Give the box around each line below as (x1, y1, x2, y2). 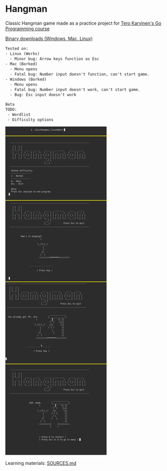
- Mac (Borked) (5, 61, 38, 67)
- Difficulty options (7, 117, 54, 122)
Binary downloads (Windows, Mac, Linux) (5, 35, 93, 42)
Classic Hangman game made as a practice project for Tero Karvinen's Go (5, 20, 162, 26)
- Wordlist (7, 112, 31, 117)
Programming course (5, 25, 50, 31)
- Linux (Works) (5, 51, 40, 56)
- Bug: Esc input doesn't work (10, 92, 77, 97)
